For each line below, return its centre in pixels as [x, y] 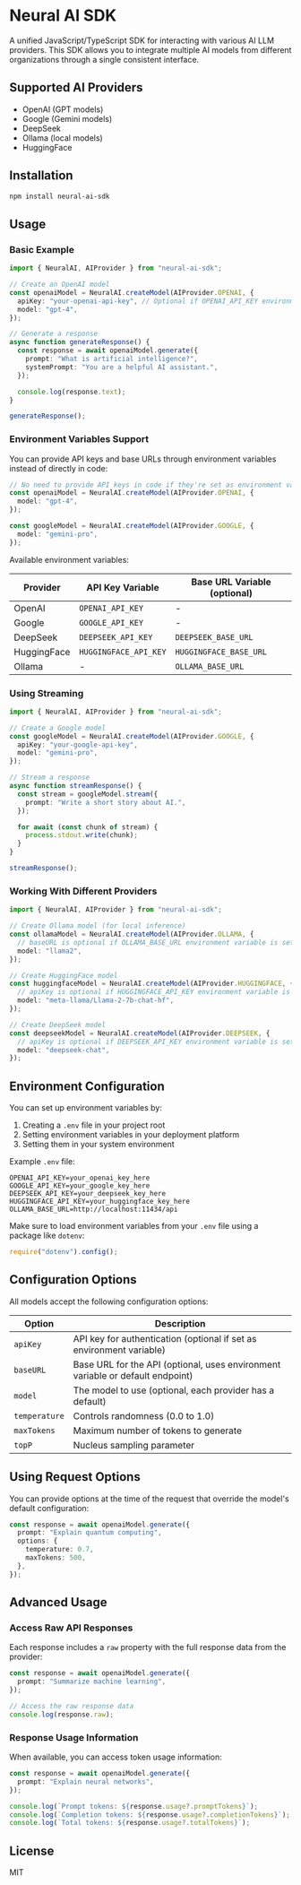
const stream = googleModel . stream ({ [88, 794]
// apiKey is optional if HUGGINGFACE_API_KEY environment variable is [154, 992]
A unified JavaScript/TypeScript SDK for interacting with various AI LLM [142, 40]
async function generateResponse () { [80, 342]
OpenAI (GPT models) [63, 109]
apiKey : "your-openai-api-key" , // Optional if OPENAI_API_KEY [138, 301]
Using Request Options [75, 1477]
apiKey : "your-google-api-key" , [78, 745]
